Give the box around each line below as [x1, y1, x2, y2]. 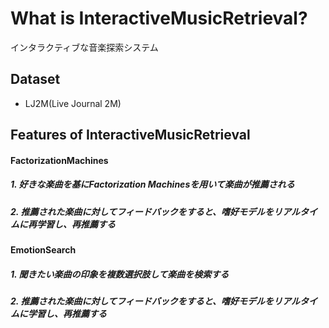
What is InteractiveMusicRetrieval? [10, 7, 308, 30]
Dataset [10, 71, 61, 88]
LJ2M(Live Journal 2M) [24, 97, 122, 109]
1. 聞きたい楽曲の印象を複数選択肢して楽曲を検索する [10, 268, 230, 280]
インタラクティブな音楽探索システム [10, 41, 159, 53]
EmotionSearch [10, 244, 77, 256]
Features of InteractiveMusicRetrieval [10, 127, 251, 144]
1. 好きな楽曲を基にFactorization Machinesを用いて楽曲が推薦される [10, 178, 295, 191]
